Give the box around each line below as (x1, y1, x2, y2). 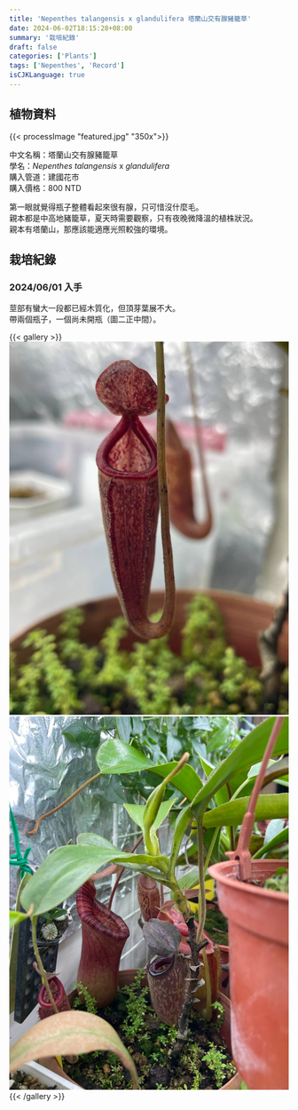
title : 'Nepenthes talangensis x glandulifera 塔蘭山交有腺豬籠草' (9, 14, 252, 23)
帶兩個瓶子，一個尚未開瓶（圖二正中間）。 (9, 314, 161, 324)
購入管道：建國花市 (9, 172, 80, 182)
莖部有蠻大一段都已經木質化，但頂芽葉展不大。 (9, 303, 180, 314)
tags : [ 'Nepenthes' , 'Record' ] (9, 61, 125, 70)
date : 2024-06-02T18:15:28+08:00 (9, 23, 133, 33)
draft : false (9, 43, 58, 52)
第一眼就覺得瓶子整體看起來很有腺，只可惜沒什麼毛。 (9, 201, 204, 212)
